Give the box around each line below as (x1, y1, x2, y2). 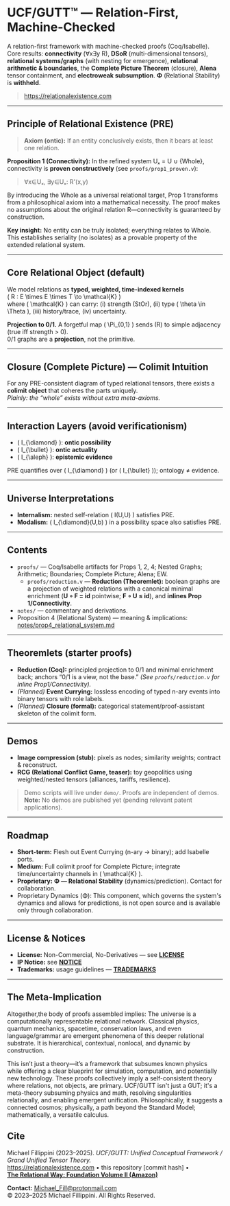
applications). (23, 803, 63, 812)
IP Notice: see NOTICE (16, 958, 82, 967)
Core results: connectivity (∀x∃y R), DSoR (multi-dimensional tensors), (7, 49, 209, 58)
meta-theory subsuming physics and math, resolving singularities (7, 1089, 192, 1097)
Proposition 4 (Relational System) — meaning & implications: (16, 613, 188, 622)
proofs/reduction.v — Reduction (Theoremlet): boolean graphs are (27, 577, 220, 585)
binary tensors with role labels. (16, 694, 104, 702)
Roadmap (7, 829, 49, 841)
